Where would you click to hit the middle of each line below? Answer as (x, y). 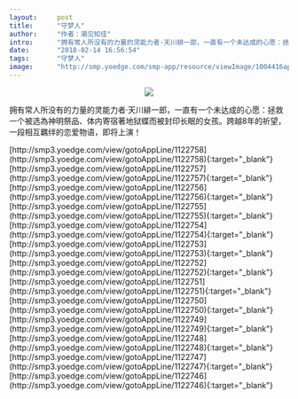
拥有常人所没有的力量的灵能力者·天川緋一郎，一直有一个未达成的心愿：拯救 (146, 110)
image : (21, 67)
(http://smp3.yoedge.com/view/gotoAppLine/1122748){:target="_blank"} (141, 348)
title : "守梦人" (47, 26)
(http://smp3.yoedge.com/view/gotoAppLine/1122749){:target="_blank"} (141, 328)
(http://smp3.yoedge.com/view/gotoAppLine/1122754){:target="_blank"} (141, 234)
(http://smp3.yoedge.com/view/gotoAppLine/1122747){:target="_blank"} (141, 366)
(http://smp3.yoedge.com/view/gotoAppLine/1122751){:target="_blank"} (141, 291)
